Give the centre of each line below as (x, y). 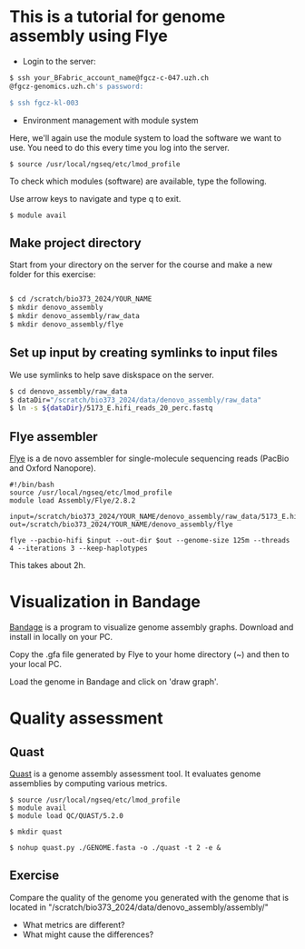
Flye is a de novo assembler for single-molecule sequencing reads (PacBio (149, 459)
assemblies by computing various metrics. (89, 784)
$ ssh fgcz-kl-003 (44, 103)
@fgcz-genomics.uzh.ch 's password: (77, 86)
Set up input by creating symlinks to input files (144, 353)
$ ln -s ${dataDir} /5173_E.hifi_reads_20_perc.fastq (111, 408)
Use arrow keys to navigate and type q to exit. (95, 198)
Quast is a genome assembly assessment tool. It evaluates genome (135, 774)
